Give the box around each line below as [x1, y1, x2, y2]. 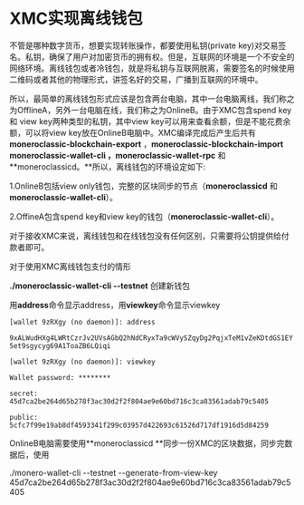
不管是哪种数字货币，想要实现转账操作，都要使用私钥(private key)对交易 [9, 40, 279, 51]
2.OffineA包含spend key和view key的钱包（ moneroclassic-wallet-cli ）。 [9, 210, 280, 222]
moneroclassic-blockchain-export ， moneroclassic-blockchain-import [9, 138, 284, 150]
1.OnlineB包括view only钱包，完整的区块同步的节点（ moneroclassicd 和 [9, 180, 279, 191]
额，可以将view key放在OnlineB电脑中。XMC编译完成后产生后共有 [9, 127, 256, 138]
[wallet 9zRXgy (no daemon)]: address [9, 317, 156, 326]
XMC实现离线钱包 [9, 8, 143, 29]
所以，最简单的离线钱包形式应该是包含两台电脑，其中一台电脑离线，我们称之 [9, 92, 295, 104]
